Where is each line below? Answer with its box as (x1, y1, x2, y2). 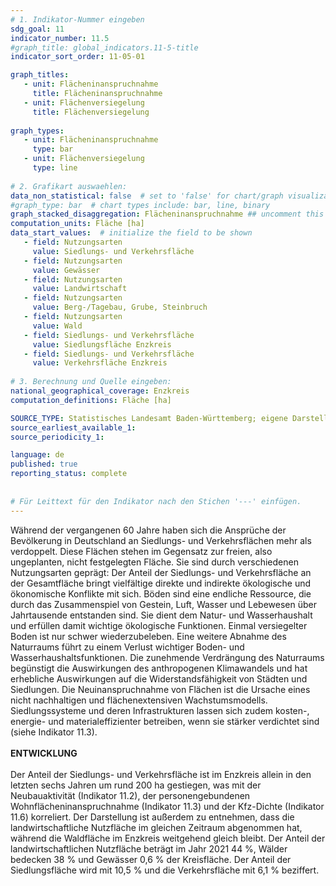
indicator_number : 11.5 (10, 33, 110, 43)
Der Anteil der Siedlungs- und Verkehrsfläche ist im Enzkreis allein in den (10, 768, 312, 780)
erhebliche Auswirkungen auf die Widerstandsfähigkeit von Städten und (10, 672, 308, 685)
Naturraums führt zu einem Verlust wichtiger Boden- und (10, 641, 245, 653)
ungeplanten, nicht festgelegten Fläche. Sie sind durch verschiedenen (10, 556, 299, 568)
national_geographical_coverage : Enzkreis (10, 386, 190, 396)
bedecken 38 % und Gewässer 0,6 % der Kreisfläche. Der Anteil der (10, 853, 292, 865)
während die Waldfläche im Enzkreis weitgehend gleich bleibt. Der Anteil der (10, 832, 326, 844)
